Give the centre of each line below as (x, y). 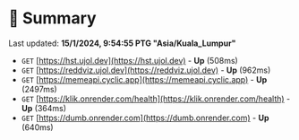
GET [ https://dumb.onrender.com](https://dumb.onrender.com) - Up (145, 118)
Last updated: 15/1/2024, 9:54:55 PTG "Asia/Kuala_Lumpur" (122, 43)
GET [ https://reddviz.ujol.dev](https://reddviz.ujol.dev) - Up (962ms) (146, 70)
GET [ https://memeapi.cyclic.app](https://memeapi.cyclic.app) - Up (144, 79)
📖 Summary (52, 18)
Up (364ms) (44, 108)
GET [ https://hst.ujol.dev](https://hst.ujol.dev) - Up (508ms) (129, 60)
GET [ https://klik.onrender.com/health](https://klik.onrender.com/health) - (156, 99)
